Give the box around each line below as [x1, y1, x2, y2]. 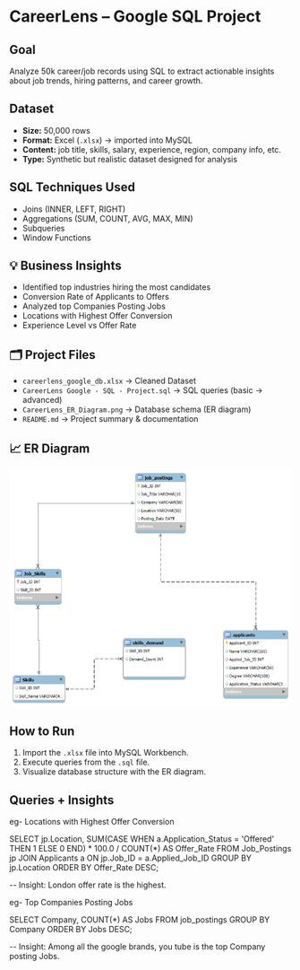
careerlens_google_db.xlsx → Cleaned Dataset [21, 375, 197, 387]
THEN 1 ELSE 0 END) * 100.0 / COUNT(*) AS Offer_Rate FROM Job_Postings [9, 843, 292, 854]
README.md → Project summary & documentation [21, 414, 199, 424]
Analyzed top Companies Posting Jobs [21, 301, 166, 311]
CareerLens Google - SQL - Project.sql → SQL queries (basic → [21, 385, 263, 396]
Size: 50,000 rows [21, 125, 91, 135]
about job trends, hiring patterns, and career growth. [9, 75, 203, 86]
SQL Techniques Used [9, 179, 136, 195]
